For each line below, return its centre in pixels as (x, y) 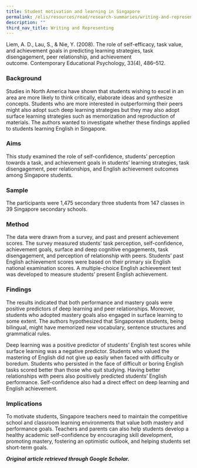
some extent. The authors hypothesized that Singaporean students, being (95, 321)
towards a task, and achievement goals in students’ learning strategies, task (98, 162)
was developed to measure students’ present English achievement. (87, 274)
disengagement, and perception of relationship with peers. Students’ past (95, 256)
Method (18, 224)
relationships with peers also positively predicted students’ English (86, 376)
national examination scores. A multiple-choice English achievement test (94, 268)
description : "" (26, 22)
